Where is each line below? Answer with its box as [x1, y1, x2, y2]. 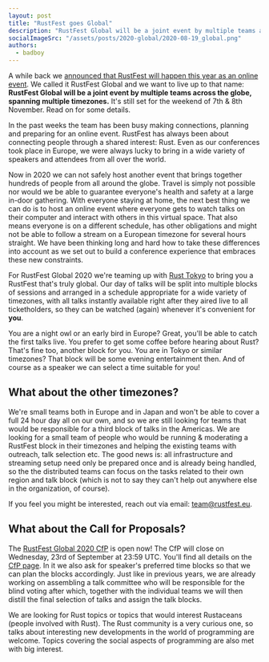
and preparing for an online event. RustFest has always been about [8, 129, 230, 138]
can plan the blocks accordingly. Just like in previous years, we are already [8, 569, 256, 579]
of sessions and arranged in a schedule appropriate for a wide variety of [8, 287, 247, 297]
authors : [8, 42, 38, 50]
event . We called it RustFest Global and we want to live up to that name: [8, 79, 244, 89]
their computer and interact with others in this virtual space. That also [8, 213, 238, 222]
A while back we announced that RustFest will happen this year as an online [8, 71, 259, 80]
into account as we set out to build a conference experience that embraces [8, 247, 256, 256]
